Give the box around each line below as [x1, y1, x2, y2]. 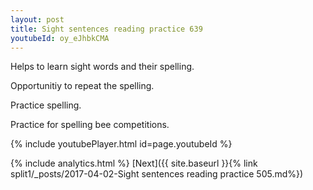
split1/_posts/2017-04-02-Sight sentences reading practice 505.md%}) [10, 168, 304, 180]
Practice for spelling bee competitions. [10, 119, 170, 131]
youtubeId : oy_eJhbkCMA [10, 33, 110, 43]
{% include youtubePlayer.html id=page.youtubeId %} [10, 138, 233, 150]
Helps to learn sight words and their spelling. [10, 61, 195, 73]
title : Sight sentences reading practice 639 [10, 24, 203, 34]
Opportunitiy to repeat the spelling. [10, 80, 155, 92]
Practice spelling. [10, 99, 82, 111]
